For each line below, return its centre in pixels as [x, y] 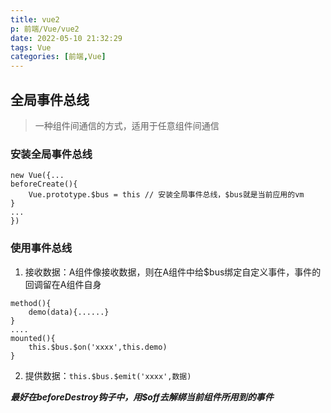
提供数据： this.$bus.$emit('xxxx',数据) [108, 375]
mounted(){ [33, 338]
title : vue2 [35, 19]
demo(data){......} [69, 312]
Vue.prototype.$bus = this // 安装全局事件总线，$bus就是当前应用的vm [166, 195]
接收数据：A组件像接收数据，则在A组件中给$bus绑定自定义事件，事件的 [173, 272]
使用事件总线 [41, 248]
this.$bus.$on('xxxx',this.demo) [98, 347]
